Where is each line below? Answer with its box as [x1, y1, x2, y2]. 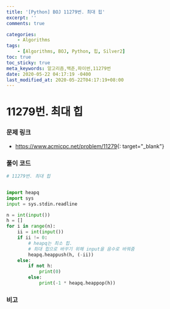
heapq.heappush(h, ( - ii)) [28, 252, 94, 258]
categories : [6, 31, 37, 37]
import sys [6, 195, 34, 202]
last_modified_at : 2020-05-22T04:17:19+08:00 [6, 77, 124, 83]
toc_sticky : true [6, 59, 51, 66]
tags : [6, 43, 20, 49]
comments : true [6, 20, 45, 26]
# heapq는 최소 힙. [28, 240, 73, 246]
